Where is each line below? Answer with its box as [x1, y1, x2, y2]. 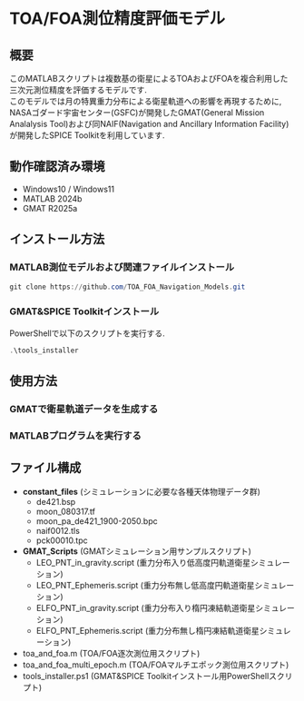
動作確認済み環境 [9, 159, 105, 174]
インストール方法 [9, 232, 105, 247]
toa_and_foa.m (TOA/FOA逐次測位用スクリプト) [22, 647, 201, 658]
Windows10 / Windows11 [22, 183, 115, 194]
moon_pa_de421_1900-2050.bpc [35, 515, 158, 527]
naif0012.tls [35, 525, 80, 536]
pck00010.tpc [35, 535, 88, 546]
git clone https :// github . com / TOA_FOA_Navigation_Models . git [9, 282, 246, 291]
